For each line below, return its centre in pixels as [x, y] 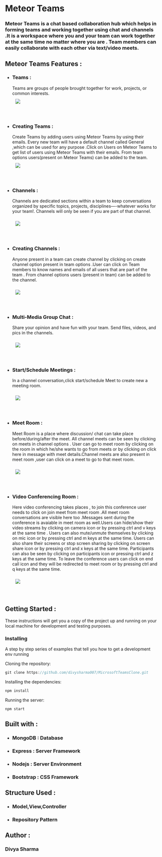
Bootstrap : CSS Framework [45, 777]
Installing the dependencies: [33, 682]
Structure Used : [30, 793]
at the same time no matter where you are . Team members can [81, 42]
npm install [17, 691]
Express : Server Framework [46, 751]
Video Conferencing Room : [45, 496]
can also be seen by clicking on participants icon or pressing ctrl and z [83, 553]
